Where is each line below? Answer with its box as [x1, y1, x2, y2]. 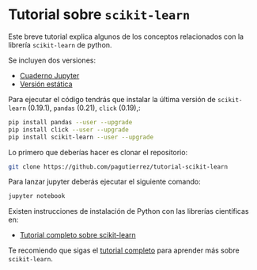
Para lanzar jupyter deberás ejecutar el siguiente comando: [8, 177, 201, 187]
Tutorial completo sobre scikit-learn [19, 230, 136, 240]
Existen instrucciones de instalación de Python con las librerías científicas [8, 207, 249, 216]
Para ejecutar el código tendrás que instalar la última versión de [8, 94, 216, 104]
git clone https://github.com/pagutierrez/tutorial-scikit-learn [8, 162, 228, 171]
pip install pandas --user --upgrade [8, 118, 133, 126]
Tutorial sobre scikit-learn [8, 6, 191, 24]
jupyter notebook [8, 192, 66, 200]
